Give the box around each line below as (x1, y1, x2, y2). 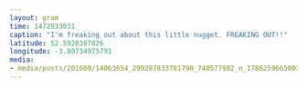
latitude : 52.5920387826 (9, 38, 104, 48)
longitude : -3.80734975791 (9, 47, 112, 56)
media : (9, 55, 35, 64)
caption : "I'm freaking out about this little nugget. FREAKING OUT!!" (9, 30, 288, 39)
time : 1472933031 (9, 22, 76, 31)
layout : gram (9, 13, 59, 23)
